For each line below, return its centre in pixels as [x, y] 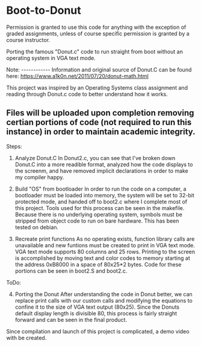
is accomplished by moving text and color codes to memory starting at [103, 258]
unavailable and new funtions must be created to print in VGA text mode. [105, 245]
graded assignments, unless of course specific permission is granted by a [98, 33]
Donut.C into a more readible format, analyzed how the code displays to [104, 164]
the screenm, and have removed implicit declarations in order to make [101, 171]
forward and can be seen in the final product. [71, 320]
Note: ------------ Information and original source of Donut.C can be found [99, 69]
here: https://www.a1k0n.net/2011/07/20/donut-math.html [77, 76]
